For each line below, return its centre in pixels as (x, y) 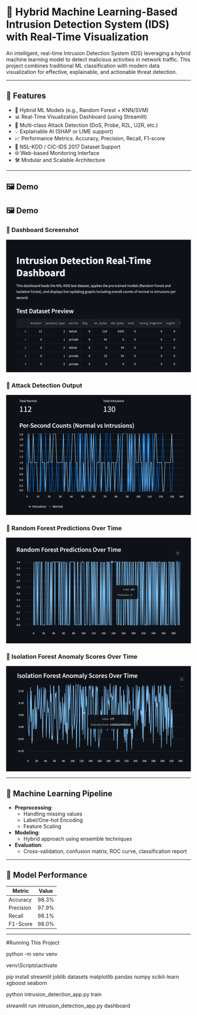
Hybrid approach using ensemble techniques (78, 838)
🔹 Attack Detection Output (44, 385)
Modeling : (27, 832)
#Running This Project (33, 942)
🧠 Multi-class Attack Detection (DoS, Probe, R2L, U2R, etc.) (86, 125)
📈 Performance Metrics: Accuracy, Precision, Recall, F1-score (90, 138)
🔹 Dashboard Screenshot (43, 230)
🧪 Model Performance (47, 875)
